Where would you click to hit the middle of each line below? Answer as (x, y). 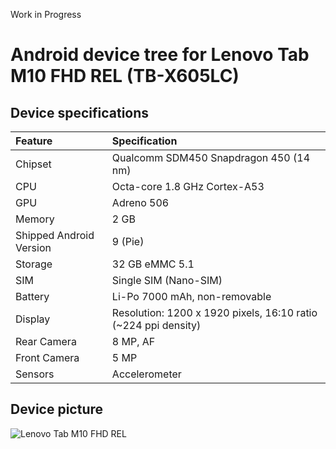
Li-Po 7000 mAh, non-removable (191, 296)
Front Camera (47, 357)
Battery (32, 296)
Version (33, 247)
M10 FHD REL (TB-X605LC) (125, 76)
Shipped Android (55, 235)
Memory (35, 219)
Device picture (57, 409)
